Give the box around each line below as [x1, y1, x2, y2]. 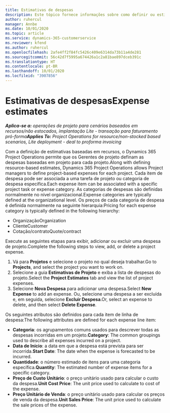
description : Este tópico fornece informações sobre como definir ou [5, 12, 155, 17]
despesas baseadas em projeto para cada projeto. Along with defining [5, 159, 151, 165]
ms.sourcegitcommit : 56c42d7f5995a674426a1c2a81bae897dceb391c [5, 54, 142, 60]
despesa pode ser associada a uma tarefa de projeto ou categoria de [5, 175, 149, 181]
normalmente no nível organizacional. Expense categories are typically [5, 191, 152, 197]
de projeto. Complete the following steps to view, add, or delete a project [5, 243, 156, 250]
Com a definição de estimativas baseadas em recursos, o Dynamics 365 [5, 148, 156, 154]
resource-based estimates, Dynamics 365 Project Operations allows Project [5, 164, 163, 171]
